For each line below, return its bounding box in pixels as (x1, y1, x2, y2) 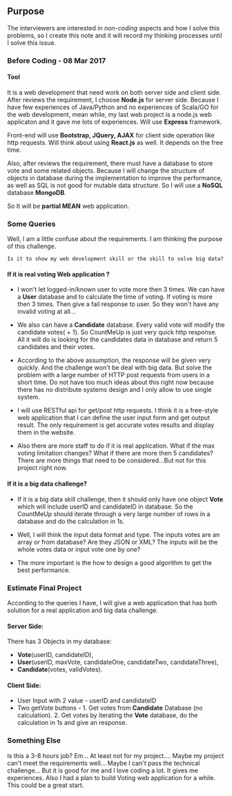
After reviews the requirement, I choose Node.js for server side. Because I (7, 95, 219, 104)
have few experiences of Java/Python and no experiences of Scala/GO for (7, 103, 219, 111)
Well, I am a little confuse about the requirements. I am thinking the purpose (7, 235, 223, 243)
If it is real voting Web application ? (7, 269, 110, 278)
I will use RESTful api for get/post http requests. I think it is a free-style (17, 406, 219, 415)
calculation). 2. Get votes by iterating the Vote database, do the (17, 711, 198, 719)
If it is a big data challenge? (7, 480, 88, 488)
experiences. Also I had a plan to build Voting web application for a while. (7, 773, 216, 781)
